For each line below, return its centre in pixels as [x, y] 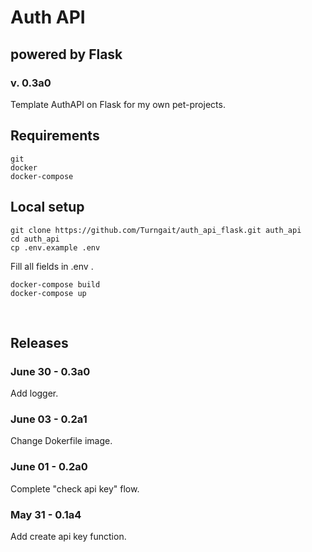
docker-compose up [48, 293]
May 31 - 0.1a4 [46, 514]
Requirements [55, 136]
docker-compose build [55, 284]
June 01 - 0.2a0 [49, 467]
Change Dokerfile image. [61, 441]
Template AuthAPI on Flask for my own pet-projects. [118, 104]
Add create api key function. [68, 537]
